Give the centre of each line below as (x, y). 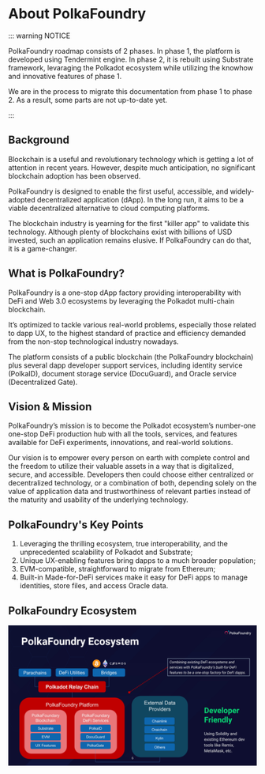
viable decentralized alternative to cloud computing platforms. (109, 208)
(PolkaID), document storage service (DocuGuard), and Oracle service (122, 373)
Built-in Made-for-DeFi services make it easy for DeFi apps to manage (134, 577)
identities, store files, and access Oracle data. (94, 586)
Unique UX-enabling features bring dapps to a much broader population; (138, 561)
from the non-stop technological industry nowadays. (93, 342)
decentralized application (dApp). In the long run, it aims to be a (140, 199)
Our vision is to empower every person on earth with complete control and (129, 458)
